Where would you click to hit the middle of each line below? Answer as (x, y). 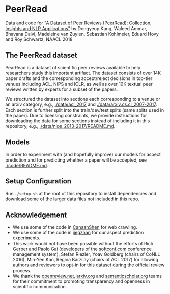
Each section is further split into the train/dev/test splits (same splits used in (85, 110)
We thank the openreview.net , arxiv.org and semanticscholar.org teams (87, 276)
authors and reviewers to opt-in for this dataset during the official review (89, 265)
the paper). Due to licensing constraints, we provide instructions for (76, 115)
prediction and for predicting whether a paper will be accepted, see (76, 160)
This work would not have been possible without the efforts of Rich (83, 244)
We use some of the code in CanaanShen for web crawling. (75, 227)
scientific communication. (40, 287)
